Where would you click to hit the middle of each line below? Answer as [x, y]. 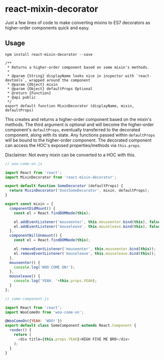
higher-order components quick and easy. [47, 27]
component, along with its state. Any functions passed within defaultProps [80, 135]
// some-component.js [27, 299]
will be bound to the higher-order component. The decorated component [78, 140]
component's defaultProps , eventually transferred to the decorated [73, 130]
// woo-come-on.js [24, 164]
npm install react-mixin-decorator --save [49, 54]
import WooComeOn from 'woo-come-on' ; [44, 312]
